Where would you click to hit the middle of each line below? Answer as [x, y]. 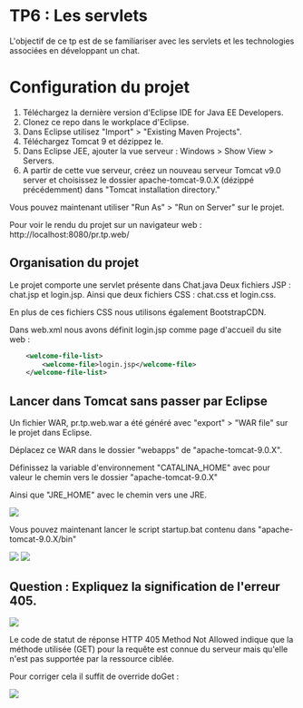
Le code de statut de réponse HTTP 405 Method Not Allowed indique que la [151, 639]
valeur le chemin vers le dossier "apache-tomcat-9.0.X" [114, 477]
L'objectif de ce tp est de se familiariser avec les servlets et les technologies [152, 41]
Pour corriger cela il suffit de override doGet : [94, 676]
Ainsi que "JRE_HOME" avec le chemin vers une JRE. [108, 495]
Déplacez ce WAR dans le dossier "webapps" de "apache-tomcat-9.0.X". [146, 450]
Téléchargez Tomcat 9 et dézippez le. [93, 141]
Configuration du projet [100, 88]
